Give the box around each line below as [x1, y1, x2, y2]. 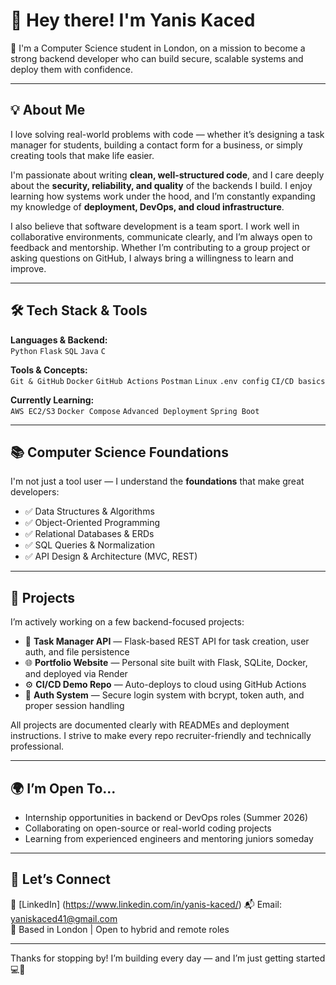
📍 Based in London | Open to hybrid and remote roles [10, 923, 230, 935]
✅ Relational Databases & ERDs [24, 528, 155, 540]
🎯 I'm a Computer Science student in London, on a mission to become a [10, 42, 306, 54]
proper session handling [24, 700, 125, 712]
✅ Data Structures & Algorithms [24, 505, 155, 518]
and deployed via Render [24, 668, 128, 680]
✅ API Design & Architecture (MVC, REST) [24, 550, 198, 563]
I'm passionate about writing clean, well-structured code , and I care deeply [10, 169, 325, 181]
